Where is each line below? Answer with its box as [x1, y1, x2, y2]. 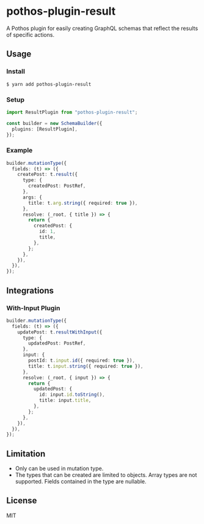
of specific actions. [6, 31, 55, 38]
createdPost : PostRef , [28, 183, 86, 189]
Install [6, 67, 26, 76]
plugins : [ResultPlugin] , [12, 126, 78, 132]
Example [6, 146, 33, 154]
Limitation [6, 449, 46, 459]
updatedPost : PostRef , [28, 340, 86, 347]
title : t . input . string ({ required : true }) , [28, 363, 144, 369]
